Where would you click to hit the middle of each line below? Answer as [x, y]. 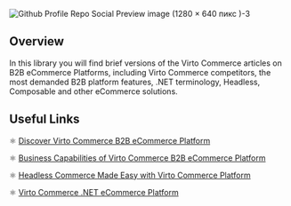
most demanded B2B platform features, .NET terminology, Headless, [135, 82]
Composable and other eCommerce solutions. [93, 91]
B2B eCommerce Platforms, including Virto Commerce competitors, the [140, 72]
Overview [37, 41]
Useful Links [44, 119]
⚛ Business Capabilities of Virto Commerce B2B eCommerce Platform [137, 158]
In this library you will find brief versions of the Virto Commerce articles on [145, 63]
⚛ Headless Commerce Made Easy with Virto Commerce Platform [130, 175]
